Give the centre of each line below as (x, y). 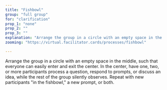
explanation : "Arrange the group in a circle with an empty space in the (84, 38)
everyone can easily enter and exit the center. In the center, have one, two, (82, 66)
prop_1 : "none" (21, 24)
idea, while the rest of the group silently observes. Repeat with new (74, 77)
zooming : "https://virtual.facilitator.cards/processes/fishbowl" (76, 42)
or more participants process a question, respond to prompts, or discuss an (83, 71)
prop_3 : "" (16, 33)
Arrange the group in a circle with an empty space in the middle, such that (81, 61)
